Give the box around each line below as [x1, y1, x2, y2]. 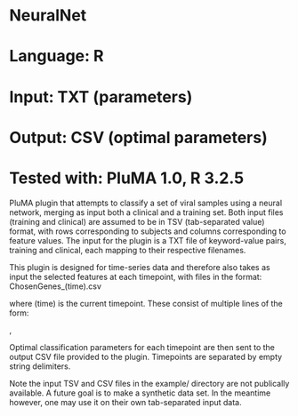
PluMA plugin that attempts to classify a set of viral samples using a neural [9, 197, 283, 208]
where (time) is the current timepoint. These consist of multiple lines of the [9, 298, 283, 308]
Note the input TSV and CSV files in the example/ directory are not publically [9, 378, 290, 388]
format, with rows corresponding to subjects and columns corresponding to [9, 226, 286, 236]
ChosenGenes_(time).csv [9, 281, 102, 292]
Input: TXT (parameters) [9, 86, 193, 107]
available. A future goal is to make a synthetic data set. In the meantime [9, 388, 271, 398]
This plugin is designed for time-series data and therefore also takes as [9, 261, 270, 272]
